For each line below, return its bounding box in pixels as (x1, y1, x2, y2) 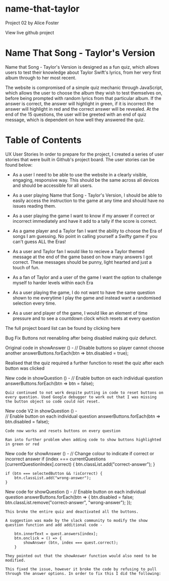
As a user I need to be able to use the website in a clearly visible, (12, 171, 148, 177)
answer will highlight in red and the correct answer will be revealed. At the (5, 106, 159, 112)
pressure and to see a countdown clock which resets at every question (12, 315, 160, 321)
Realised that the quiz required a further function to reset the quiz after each (5, 360, 164, 366)
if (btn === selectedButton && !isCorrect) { (5, 471, 102, 476)
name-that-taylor (5, 3, 80, 15)
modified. (5, 558, 26, 563)
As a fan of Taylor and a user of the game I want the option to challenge (12, 274, 162, 280)
